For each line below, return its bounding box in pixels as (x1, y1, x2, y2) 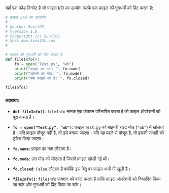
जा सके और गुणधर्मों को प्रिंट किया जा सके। (12, 182, 82, 188)
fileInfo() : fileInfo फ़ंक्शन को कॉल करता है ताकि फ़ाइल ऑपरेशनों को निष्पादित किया (12, 176, 161, 182)
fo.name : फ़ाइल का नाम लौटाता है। (12, 146, 72, 152)
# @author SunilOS (5, 24, 44, 29)
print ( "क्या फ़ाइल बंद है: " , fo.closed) (14, 76, 90, 81)
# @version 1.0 (5, 29, 38, 34)
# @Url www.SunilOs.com (5, 38, 56, 43)
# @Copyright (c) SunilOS (5, 33, 60, 39)
